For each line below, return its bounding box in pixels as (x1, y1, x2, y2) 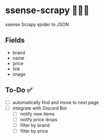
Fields (5, 36, 25, 45)
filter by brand (20, 122, 50, 128)
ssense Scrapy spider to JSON (5, 21, 69, 27)
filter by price (20, 128, 48, 134)
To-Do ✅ (5, 86, 33, 94)
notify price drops (20, 116, 58, 122)
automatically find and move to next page (12, 99, 99, 106)
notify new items (20, 111, 55, 117)
